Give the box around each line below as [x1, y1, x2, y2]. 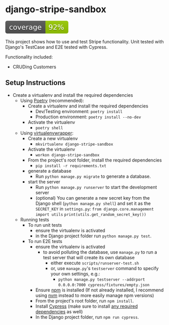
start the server [27, 178, 61, 184]
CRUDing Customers [12, 64, 57, 70]
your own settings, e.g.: [50, 270, 100, 277]
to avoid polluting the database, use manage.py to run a [43, 249, 157, 255]
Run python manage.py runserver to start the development [35, 184, 157, 190]
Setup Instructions [5, 78, 66, 87]
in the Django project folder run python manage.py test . [35, 233, 152, 239]
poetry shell [35, 125, 64, 130]
